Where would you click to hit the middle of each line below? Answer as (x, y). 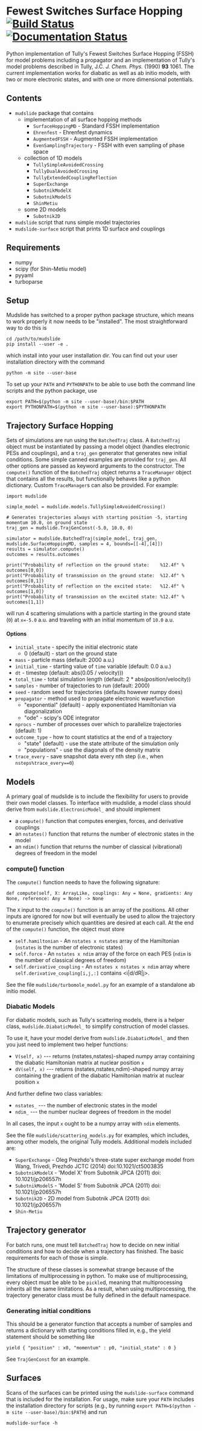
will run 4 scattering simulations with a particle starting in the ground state (99, 614)
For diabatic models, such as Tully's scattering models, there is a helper (96, 1020)
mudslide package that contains (54, 113)
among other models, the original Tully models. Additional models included (99, 1141)
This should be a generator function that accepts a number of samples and (99, 1324)
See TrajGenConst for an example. (48, 1359)
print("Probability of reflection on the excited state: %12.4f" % (96, 586)
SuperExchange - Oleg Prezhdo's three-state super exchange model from (105, 1159)
